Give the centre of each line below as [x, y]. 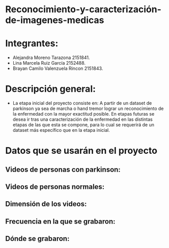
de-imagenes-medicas [55, 20]
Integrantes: [32, 44]
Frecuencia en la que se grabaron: [60, 221]
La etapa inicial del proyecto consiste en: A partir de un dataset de [82, 103]
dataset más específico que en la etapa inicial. [61, 130]
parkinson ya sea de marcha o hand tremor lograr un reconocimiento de [88, 108]
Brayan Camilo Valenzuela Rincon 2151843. [58, 68]
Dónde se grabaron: [37, 239]
